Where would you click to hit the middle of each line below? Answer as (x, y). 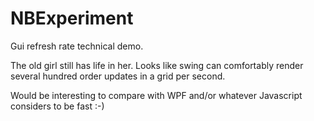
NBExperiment (72, 18)
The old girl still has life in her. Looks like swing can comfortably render (157, 65)
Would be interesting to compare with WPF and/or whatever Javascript (156, 95)
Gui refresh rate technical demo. (77, 46)
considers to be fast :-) (57, 106)
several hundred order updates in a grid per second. (118, 76)
